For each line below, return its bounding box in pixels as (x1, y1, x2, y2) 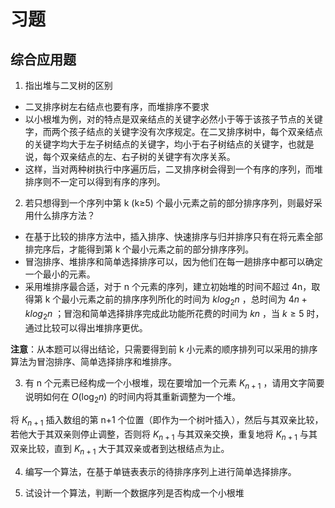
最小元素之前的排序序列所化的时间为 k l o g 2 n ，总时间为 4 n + (61, 293, 308, 307)
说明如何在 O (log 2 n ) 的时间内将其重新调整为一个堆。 (24, 391, 242, 405)
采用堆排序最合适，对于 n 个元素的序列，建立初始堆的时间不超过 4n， (24, 281, 312, 292)
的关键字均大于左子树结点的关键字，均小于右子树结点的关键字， (24, 138, 288, 150)
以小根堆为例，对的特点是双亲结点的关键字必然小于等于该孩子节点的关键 (24, 113, 323, 125)
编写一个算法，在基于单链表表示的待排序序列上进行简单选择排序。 (24, 465, 297, 477)
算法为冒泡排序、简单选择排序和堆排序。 (10, 355, 177, 367)
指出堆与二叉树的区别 (24, 80, 113, 91)
